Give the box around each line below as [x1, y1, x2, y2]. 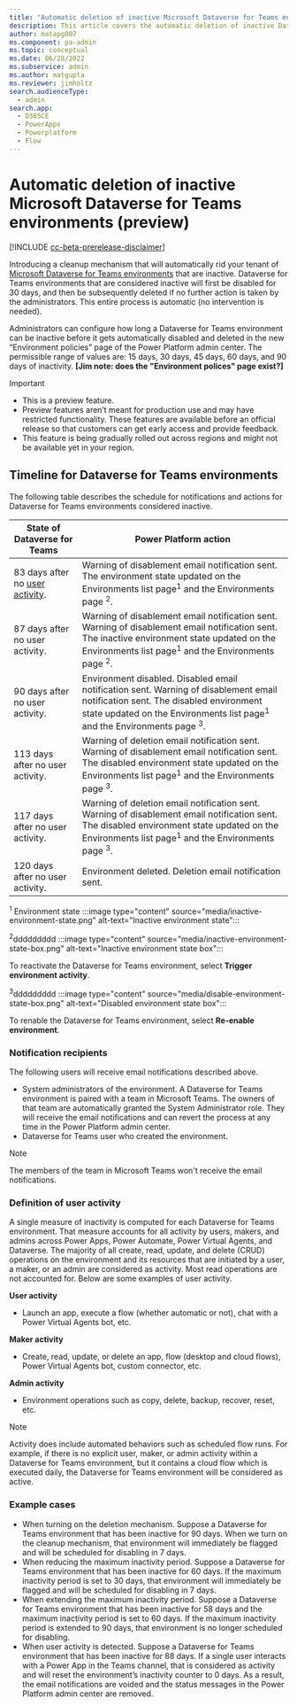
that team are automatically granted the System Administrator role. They [21, 1103, 286, 1113]
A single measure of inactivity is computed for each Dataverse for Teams [9, 1217, 275, 1228]
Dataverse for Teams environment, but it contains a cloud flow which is [9, 1458, 268, 1469]
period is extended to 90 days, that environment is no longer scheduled [21, 1622, 283, 1632]
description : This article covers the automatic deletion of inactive [9, 21, 275, 30]
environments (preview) [9, 212, 190, 232]
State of [26, 522, 61, 534]
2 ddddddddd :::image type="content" [9, 932, 146, 944]
